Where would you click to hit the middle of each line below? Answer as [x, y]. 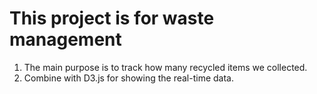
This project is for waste [112, 18]
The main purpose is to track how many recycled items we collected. [165, 67]
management [65, 39]
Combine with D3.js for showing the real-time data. [128, 78]
